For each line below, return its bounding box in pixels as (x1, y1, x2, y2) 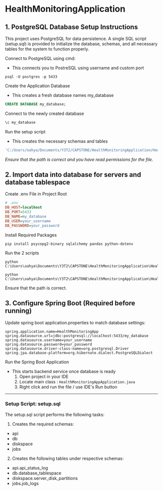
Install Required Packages (5, 232, 57, 238)
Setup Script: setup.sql (5, 400, 61, 407)
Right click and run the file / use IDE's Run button (19, 384, 117, 390)
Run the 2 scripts (5, 250, 39, 256)
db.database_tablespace (12, 470, 62, 476)
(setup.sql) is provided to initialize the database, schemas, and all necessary (5, 41, 158, 47)
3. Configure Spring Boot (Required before (5, 299, 135, 307)
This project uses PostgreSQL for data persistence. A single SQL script (5, 36, 147, 41)
